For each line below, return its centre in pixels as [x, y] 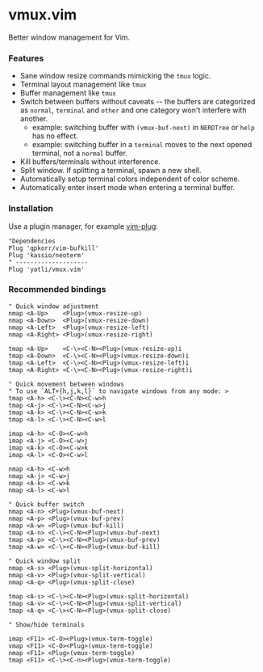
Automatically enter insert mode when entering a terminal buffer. [127, 188]
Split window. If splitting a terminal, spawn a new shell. [111, 171]
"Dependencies [32, 241]
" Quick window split [45, 561]
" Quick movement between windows [67, 384]
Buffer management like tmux [68, 93]
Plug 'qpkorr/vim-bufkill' [54, 248]
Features [26, 58]
